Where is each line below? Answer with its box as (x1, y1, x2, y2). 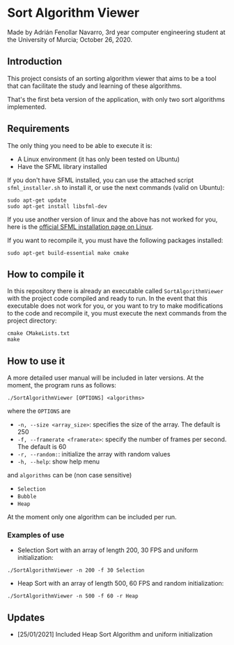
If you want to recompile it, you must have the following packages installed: (7, 236, 224, 244)
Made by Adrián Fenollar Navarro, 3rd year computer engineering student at (7, 28, 226, 36)
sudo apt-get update (7, 197, 68, 204)
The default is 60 (17, 443, 67, 451)
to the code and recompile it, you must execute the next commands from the (7, 309, 227, 318)
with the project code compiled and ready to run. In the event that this (7, 295, 208, 303)
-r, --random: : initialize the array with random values (17, 450, 171, 459)
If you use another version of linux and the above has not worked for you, (7, 215, 218, 223)
